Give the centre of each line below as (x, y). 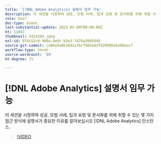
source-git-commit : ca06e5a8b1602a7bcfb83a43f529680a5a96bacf (69, 45)
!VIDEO (24, 137)
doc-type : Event (21, 23)
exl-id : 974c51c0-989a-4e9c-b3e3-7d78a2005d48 (53, 41)
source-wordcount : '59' (29, 54)
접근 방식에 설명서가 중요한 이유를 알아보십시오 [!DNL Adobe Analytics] (73, 121)
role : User (16, 18)
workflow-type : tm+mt (27, 50)
